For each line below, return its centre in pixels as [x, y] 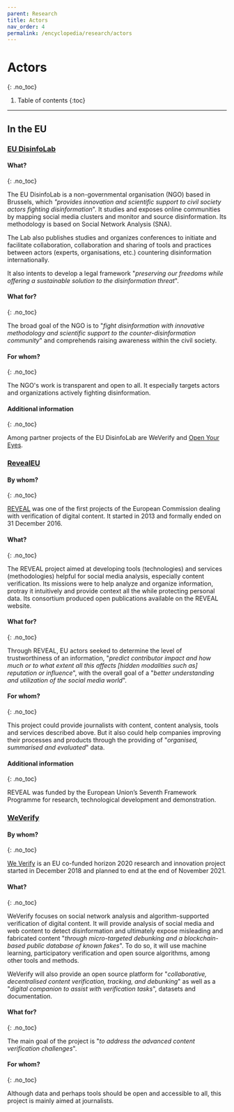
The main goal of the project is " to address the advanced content [101, 1041]
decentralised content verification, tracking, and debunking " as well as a [111, 981]
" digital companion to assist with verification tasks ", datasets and [102, 989]
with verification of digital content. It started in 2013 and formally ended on [114, 516]
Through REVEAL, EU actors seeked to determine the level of [95, 650]
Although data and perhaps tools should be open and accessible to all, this [114, 1093]
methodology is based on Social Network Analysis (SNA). [89, 224]
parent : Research [32, 14]
